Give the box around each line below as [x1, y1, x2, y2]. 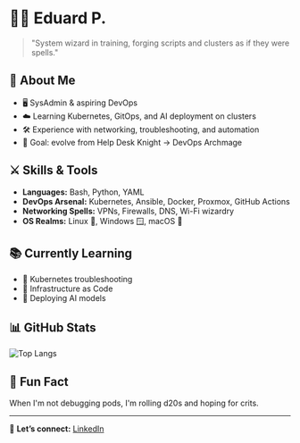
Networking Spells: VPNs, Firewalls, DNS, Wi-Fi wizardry [21, 205, 235, 216]
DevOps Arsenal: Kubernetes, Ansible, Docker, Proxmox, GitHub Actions [21, 196, 290, 206]
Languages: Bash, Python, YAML [21, 187, 145, 197]
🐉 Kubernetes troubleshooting [21, 274, 133, 285]
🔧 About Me [9, 73, 76, 88]
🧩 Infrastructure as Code [21, 283, 113, 294]
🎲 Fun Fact [9, 374, 69, 389]
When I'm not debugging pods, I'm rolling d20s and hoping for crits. [9, 397, 259, 408]
